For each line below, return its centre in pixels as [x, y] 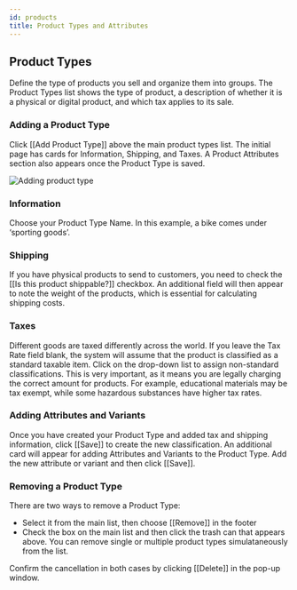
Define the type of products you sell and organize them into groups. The [141, 83]
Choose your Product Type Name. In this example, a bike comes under [138, 222]
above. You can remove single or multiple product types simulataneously [155, 542]
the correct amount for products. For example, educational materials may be [148, 383]
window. [24, 578]
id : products [33, 17]
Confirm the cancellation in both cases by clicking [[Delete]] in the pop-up [145, 569]
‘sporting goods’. [40, 232]
